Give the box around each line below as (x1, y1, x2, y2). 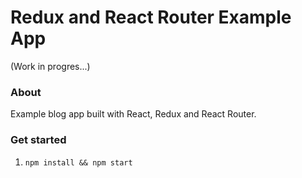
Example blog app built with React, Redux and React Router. (10, 108, 257, 120)
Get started (10, 133, 67, 147)
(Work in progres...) (10, 60, 91, 72)
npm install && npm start (24, 157, 133, 168)
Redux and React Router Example (10, 6, 292, 29)
